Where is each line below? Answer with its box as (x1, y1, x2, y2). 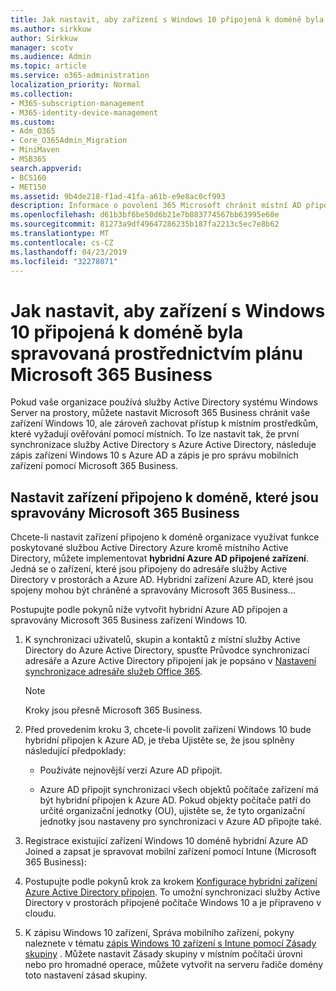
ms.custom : (10, 117, 56, 127)
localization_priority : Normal (10, 80, 141, 90)
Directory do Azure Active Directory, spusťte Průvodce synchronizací (24, 644, 310, 656)
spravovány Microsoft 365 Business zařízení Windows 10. (10, 614, 248, 626)
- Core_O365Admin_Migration (10, 136, 128, 146)
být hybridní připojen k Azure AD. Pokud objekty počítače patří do (39, 794, 312, 806)
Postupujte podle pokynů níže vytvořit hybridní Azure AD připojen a (10, 604, 288, 616)
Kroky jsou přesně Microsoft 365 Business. (24, 704, 203, 716)
